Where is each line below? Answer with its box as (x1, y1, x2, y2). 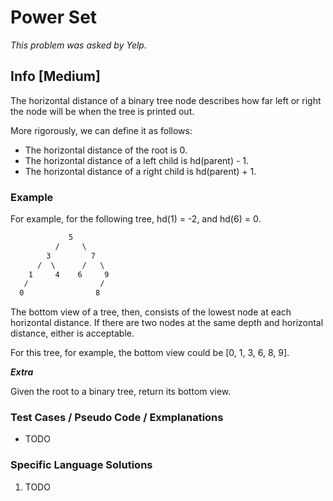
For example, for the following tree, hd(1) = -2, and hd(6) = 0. (10, 213, 262, 225)
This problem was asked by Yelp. (10, 39, 147, 51)
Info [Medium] (10, 68, 101, 85)
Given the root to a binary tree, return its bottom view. (10, 386, 232, 398)
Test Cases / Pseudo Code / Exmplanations (10, 411, 224, 425)
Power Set (10, 6, 98, 29)
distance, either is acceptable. (10, 327, 135, 340)
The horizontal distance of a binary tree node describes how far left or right (10, 94, 322, 106)
